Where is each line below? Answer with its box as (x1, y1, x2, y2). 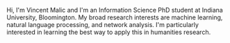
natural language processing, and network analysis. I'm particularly (6, 21, 199, 28)
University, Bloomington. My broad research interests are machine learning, (6, 13, 223, 21)
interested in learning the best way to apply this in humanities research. (6, 28, 211, 36)
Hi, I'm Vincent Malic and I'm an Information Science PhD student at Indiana (6, 6, 223, 14)
